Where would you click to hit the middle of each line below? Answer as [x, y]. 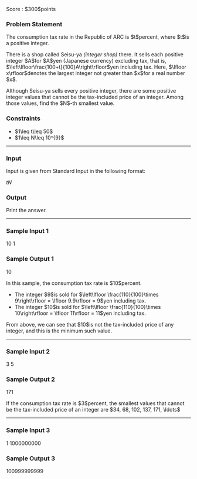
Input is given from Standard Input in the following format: [76, 171]
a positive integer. [28, 43]
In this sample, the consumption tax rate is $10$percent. [74, 283]
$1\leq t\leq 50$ [34, 131]
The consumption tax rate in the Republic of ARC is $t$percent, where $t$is [98, 37]
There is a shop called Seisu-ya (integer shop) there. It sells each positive [95, 55]
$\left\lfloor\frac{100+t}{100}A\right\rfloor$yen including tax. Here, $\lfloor [96, 67]
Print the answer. [26, 210]
